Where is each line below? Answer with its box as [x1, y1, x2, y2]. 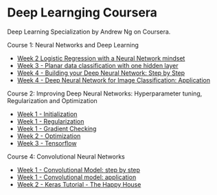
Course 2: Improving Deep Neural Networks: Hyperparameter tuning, [7, 89, 203, 97]
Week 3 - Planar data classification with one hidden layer [16, 61, 179, 69]
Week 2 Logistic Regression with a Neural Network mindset [16, 54, 185, 62]
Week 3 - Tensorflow [16, 139, 77, 147]
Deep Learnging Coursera [7, 5, 158, 21]
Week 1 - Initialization [16, 110, 78, 118]
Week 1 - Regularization [16, 117, 84, 125]
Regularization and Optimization [7, 96, 98, 104]
